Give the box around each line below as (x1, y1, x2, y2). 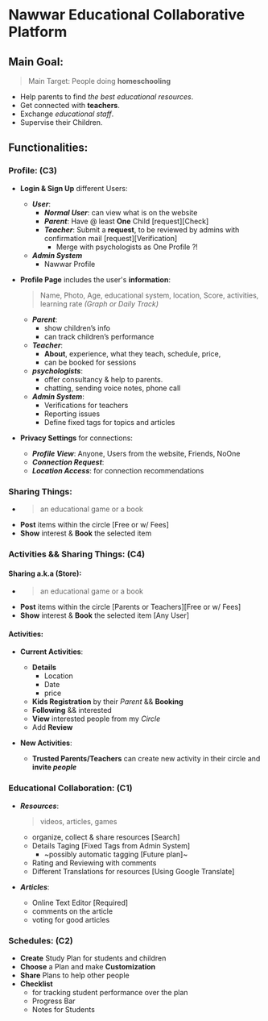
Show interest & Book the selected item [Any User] (19, 611, 190, 620)
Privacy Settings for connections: (19, 433, 133, 443)
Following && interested (31, 706, 113, 715)
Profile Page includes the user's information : (19, 274, 171, 284)
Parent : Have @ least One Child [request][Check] (43, 216, 209, 226)
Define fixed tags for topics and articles (43, 417, 175, 427)
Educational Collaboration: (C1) (8, 782, 133, 794)
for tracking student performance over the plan (31, 987, 188, 997)
